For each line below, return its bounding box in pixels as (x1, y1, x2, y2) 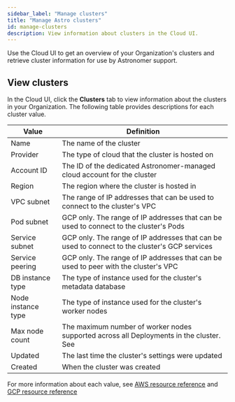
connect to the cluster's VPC (62, 201, 156, 211)
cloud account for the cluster (62, 170, 157, 180)
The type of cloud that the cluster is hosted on (62, 150, 214, 159)
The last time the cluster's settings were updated (62, 351, 222, 361)
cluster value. (7, 110, 47, 119)
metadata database (62, 282, 126, 292)
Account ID (10, 166, 48, 175)
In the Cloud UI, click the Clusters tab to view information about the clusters (7, 95, 227, 103)
